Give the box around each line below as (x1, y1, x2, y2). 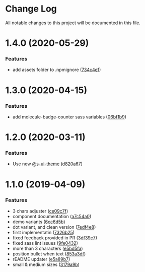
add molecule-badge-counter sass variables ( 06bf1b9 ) (12, 114, 127, 120)
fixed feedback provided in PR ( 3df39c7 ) (12, 235, 97, 241)
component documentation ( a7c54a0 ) (12, 213, 92, 219)
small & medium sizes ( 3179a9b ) (12, 261, 80, 267)
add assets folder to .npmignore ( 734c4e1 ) (12, 66, 101, 73)
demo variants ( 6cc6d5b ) (12, 219, 65, 225)
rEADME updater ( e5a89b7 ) (12, 256, 70, 262)
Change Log (5, 3, 57, 15)
